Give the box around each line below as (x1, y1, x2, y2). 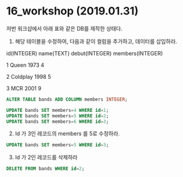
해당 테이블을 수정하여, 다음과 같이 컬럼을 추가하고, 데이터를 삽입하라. (14, 37, 178, 45)
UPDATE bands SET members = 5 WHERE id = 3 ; (6, 142, 110, 148)
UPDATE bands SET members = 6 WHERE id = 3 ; (6, 119, 110, 125)
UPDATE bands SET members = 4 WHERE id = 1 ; (6, 107, 110, 113)
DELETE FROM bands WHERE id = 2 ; (6, 166, 85, 172)
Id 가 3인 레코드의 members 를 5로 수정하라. (14, 130, 120, 137)
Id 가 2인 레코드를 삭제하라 (14, 154, 78, 161)
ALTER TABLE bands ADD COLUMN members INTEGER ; (6, 96, 128, 102)
